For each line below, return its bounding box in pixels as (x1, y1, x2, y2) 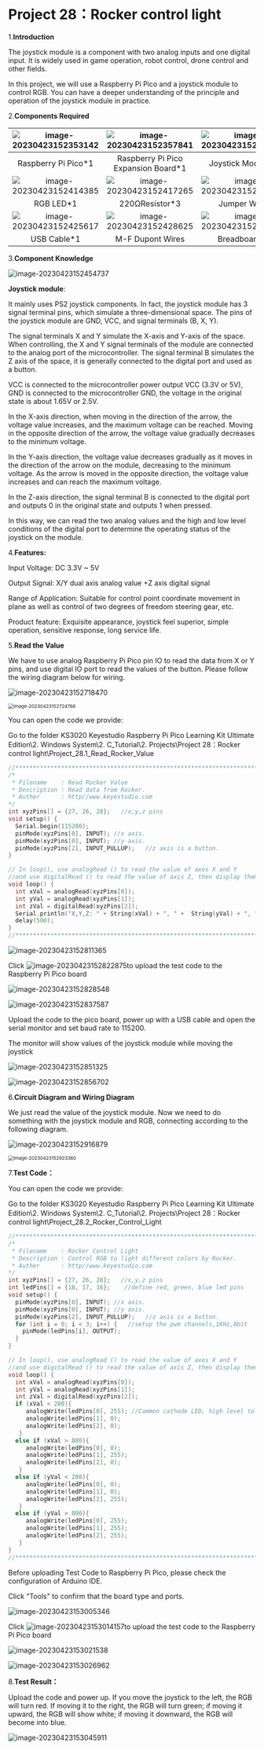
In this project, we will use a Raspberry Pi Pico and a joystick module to (8, 79, 238, 89)
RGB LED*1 (34, 198, 78, 209)
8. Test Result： (8, 1677, 59, 1686)
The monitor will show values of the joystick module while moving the (8, 1039, 233, 1048)
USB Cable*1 (30, 233, 81, 244)
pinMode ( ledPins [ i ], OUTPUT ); (22, 1327, 122, 1335)
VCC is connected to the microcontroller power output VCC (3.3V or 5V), (8, 380, 244, 389)
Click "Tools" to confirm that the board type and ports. (8, 1591, 185, 1601)
